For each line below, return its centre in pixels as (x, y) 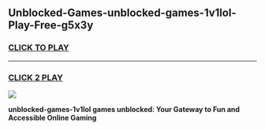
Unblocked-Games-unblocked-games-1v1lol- (122, 13)
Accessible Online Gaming (52, 117)
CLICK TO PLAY (39, 48)
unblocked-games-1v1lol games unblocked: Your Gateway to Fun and (124, 109)
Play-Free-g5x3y (51, 26)
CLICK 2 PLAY (35, 77)
